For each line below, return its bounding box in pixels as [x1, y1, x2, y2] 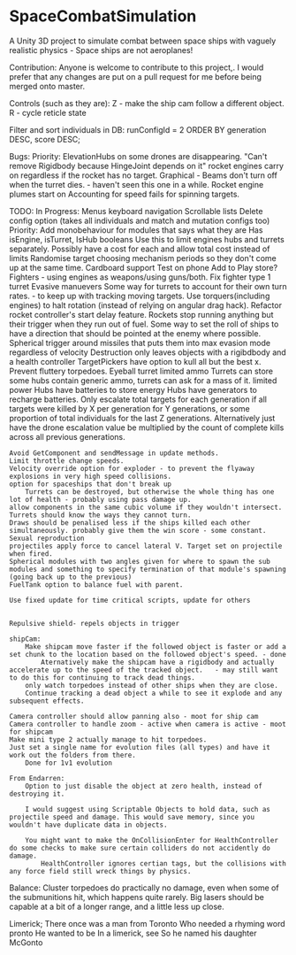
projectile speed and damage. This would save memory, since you [9, 813, 254, 821]
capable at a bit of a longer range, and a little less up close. [9, 901, 225, 912]
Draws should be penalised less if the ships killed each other [9, 518, 251, 528]
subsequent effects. [9, 697, 86, 705]
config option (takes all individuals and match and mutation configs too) [9, 215, 270, 226]
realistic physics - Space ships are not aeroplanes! [9, 44, 194, 55]
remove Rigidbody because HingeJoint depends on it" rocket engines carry [9, 160, 285, 171]
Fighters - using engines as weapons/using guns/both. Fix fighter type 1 [9, 272, 271, 282]
